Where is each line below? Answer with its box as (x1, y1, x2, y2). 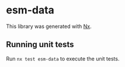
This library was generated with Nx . (6, 23, 92, 30)
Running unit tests (6, 40, 74, 50)
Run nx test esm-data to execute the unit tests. (6, 55, 120, 62)
